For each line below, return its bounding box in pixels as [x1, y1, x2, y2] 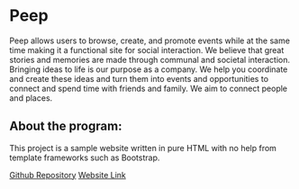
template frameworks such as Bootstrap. [9, 152, 160, 163]
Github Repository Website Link [9, 169, 126, 180]
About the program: [9, 119, 122, 134]
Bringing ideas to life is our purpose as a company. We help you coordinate [9, 64, 288, 75]
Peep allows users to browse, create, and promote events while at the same [9, 35, 291, 46]
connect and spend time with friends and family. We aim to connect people [9, 83, 288, 94]
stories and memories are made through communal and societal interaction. [9, 54, 291, 65]
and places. [9, 92, 53, 103]
